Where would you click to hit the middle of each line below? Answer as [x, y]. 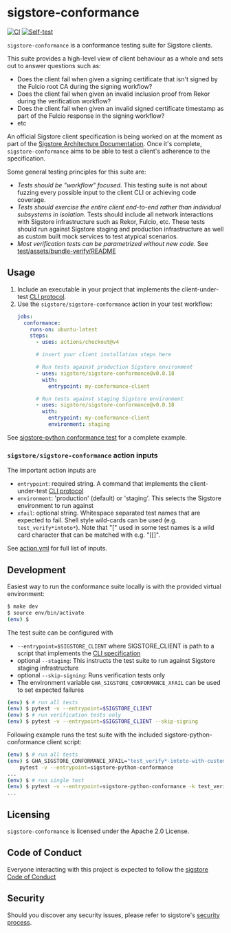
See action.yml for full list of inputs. [57, 548]
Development [37, 570]
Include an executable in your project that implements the [99, 289]
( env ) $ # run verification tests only [64, 715]
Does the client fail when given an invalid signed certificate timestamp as [120, 108]
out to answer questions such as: [54, 65]
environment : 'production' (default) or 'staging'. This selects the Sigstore [119, 498]
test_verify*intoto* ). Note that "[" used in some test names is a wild [115, 528]
